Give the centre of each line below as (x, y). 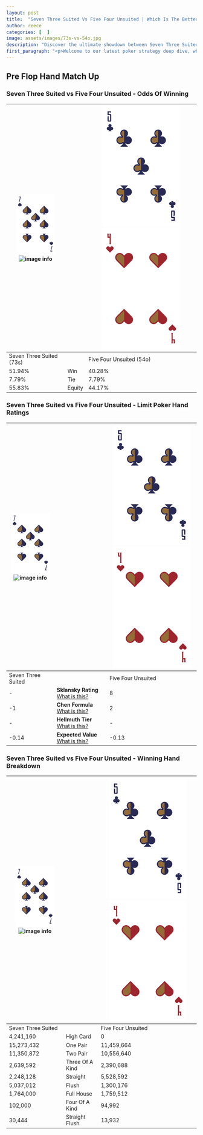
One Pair (77, 1045)
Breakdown (23, 766)
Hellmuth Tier (74, 719)
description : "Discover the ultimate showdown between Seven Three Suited (102, 45)
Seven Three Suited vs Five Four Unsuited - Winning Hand (93, 758)
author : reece (24, 25)
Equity (75, 388)
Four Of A (78, 1102)
